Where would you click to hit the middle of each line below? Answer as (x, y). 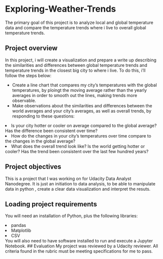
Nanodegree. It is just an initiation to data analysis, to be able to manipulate (80, 183)
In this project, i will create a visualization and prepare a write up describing (81, 60)
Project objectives (33, 167)
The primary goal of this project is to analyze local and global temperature (79, 22)
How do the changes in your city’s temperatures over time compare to (81, 136)
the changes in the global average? (40, 141)
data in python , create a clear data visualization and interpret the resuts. (78, 189)
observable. (24, 100)
